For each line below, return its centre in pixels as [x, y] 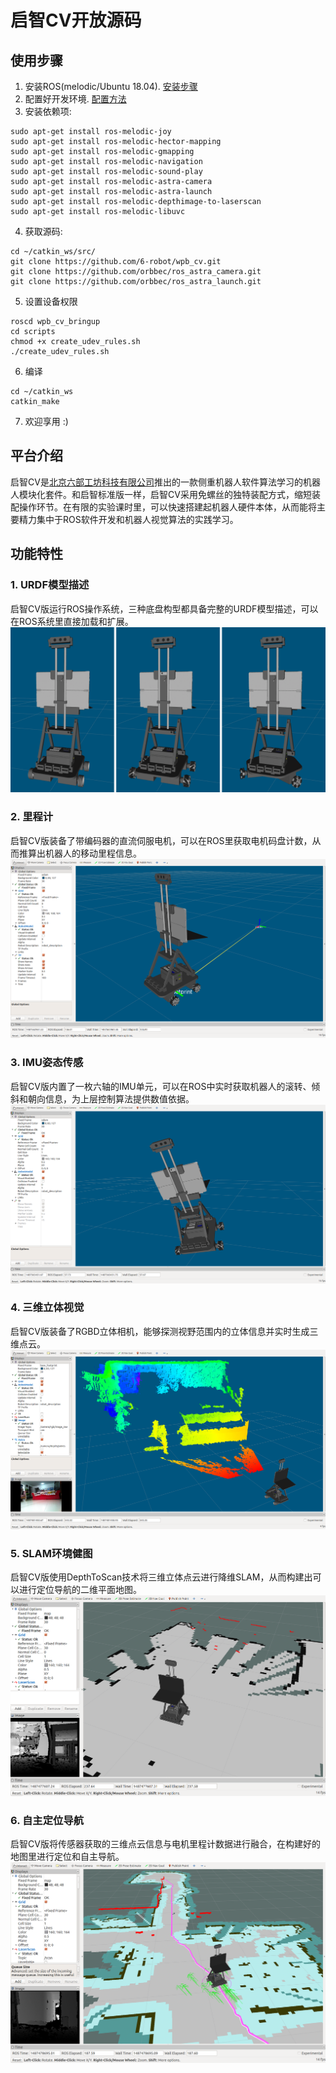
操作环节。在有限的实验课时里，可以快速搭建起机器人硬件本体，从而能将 [167, 507]
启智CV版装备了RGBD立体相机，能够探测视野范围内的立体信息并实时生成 [160, 1331]
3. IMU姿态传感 [47, 1063]
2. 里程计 [32, 817]
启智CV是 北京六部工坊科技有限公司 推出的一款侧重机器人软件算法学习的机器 [165, 482]
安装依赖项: [48, 111]
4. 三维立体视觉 [47, 1308]
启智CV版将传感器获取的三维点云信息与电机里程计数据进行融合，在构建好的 [165, 1844]
